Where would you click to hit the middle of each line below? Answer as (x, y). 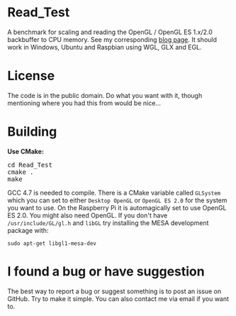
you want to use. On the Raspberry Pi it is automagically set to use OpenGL (117, 207)
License (31, 76)
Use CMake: (26, 151)
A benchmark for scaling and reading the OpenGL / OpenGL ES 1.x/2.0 (110, 32)
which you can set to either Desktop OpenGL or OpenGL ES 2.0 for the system (118, 200)
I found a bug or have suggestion (106, 271)
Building (32, 132)
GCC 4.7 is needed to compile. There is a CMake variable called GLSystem (114, 192)
